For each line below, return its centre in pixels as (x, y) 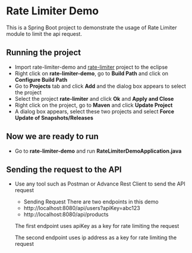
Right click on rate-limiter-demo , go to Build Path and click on (91, 73)
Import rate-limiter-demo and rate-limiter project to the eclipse (91, 67)
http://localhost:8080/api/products (66, 215)
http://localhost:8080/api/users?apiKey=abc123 (82, 208)
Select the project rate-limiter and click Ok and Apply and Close (94, 98)
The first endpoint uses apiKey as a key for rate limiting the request (97, 226)
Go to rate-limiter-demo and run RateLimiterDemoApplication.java (98, 151)
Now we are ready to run (53, 136)
